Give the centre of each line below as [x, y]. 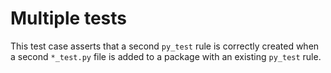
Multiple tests [68, 18]
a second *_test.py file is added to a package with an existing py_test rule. [166, 56]
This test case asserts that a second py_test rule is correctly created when [165, 46]
